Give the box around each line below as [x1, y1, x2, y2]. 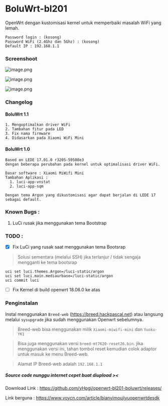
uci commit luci [5, 278, 39, 283]
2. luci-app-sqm [10, 184, 44, 189]
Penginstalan [5, 300, 39, 307]
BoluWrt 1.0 [5, 146, 30, 152]
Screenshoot [5, 55, 38, 62]
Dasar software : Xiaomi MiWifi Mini [5, 171, 84, 176]
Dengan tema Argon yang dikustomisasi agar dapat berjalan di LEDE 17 [5, 192, 156, 198]
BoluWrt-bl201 [5, 3, 68, 15]
